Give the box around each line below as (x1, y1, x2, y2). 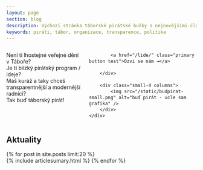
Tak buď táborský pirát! (6, 97, 65, 104)
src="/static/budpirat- (123, 88, 184, 95)
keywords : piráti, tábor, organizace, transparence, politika (6, 29, 166, 35)
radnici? (6, 90, 26, 97)
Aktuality (6, 134, 42, 145)
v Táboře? (6, 58, 31, 65)
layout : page (6, 10, 39, 16)
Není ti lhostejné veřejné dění (6, 51, 79, 59)
